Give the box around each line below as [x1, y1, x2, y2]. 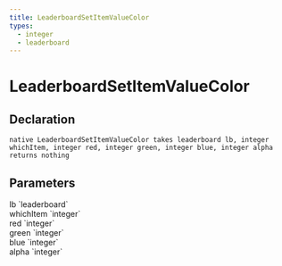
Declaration [9, 112, 76, 127]
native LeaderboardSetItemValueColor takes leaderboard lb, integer [9, 136, 270, 145]
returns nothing [9, 151, 70, 161]
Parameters [9, 175, 76, 190]
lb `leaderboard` [9, 199, 69, 210]
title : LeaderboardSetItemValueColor [9, 12, 150, 22]
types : [9, 21, 34, 30]
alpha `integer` [9, 246, 63, 257]
